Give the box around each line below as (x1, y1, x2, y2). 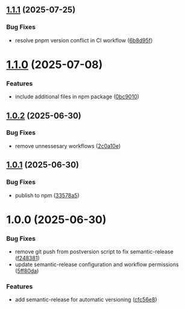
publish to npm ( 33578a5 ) (14, 191, 80, 199)
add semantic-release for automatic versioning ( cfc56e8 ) (14, 296, 158, 304)
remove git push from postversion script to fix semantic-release (14, 248, 174, 255)
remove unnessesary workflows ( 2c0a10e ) (14, 142, 121, 150)
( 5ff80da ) (14, 267, 39, 275)
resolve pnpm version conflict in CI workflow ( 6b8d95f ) (14, 36, 153, 44)
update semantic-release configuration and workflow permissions (14, 261, 179, 268)
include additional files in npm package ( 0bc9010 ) (14, 93, 140, 100)
